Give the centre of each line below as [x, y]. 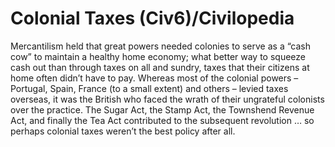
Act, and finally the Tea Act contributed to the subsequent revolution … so [162, 120]
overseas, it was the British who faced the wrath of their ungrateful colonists [167, 99]
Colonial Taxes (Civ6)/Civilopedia [152, 18]
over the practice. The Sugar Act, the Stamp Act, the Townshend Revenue [162, 109]
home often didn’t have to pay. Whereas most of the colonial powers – [154, 78]
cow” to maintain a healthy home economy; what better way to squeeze [158, 56]
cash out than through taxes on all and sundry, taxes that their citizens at [160, 67]
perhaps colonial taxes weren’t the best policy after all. [123, 131]
